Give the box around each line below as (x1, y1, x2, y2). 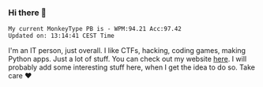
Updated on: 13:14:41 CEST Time (8, 32, 115, 40)
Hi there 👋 (8, 7, 47, 18)
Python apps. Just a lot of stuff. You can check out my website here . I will (8, 55, 247, 64)
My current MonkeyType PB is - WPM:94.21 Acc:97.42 (8, 25, 182, 33)
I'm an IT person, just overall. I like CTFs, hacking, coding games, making (8, 46, 246, 55)
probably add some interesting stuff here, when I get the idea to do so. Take (8, 62, 255, 72)
